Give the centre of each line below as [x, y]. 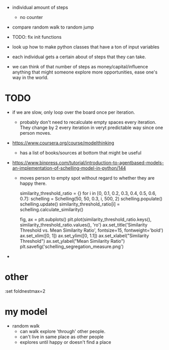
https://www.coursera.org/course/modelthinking [63, 143]
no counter [31, 17]
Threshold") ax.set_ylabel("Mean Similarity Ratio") [72, 241]
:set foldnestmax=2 [25, 291]
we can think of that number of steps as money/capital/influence [80, 67]
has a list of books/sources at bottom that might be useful [80, 153]
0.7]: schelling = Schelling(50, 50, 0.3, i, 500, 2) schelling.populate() [91, 198]
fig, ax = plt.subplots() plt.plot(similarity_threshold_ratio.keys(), [86, 219]
